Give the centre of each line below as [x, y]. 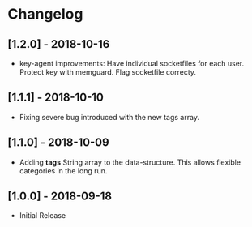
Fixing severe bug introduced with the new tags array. [109, 117]
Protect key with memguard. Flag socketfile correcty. [107, 72]
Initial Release [43, 216]
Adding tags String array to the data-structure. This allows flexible [130, 162]
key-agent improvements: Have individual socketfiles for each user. [132, 63]
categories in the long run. [63, 170]
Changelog [45, 14]
